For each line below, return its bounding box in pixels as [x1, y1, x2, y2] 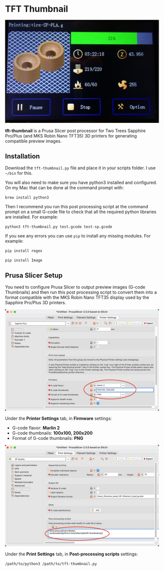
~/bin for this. [5, 170, 33, 176]
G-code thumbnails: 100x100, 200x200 [12, 430, 93, 436]
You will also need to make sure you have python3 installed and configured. [5, 179, 157, 186]
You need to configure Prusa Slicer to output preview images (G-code [5, 284, 145, 290]
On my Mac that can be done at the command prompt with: [5, 185, 124, 191]
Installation [5, 152, 40, 160]
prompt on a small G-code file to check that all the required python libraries [5, 209, 157, 215]
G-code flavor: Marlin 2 [12, 425, 60, 431]
